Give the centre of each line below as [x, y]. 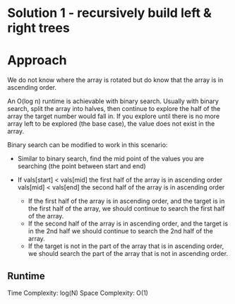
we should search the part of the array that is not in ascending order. [128, 254]
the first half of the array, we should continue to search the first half [126, 209]
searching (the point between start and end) [82, 166]
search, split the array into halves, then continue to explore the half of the [114, 109]
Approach [37, 60]
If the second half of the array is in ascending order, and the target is [128, 223]
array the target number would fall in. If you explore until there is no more [114, 116]
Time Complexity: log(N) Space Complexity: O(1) [78, 293]
